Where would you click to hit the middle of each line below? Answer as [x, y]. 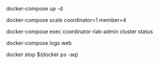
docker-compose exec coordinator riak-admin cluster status [79, 31]
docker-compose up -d [35, 9]
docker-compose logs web [39, 43]
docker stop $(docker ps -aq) [42, 55]
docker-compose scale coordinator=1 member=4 [66, 20]
